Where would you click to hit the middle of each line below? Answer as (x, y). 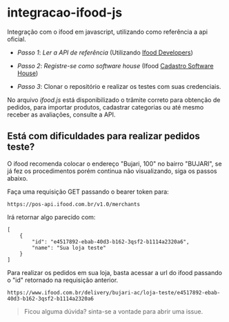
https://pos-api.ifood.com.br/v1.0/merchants (73, 204)
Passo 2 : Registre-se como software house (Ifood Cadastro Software (115, 66)
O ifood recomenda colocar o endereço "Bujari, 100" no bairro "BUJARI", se (114, 163)
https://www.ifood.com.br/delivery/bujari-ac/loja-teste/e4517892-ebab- (114, 292)
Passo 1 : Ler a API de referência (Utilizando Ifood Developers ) (105, 52)
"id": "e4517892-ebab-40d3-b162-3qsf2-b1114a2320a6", (111, 242)
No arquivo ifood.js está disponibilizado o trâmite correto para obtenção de (114, 100)
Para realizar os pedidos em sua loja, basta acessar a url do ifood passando (115, 272)
